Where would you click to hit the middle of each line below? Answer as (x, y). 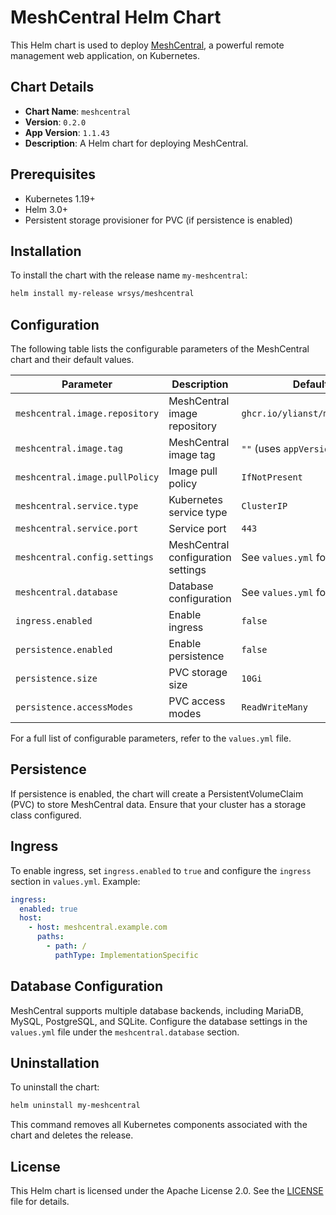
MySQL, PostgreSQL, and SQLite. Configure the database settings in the (159, 1021)
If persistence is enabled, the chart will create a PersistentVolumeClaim (157, 793)
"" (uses (261, 449)
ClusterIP (264, 506)
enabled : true (48, 909)
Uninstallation (55, 1063)
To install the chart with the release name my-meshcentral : (129, 275)
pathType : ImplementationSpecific (126, 955)
